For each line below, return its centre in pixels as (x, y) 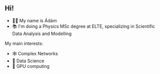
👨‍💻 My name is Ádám (34, 20)
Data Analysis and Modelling (42, 33)
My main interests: (24, 43)
